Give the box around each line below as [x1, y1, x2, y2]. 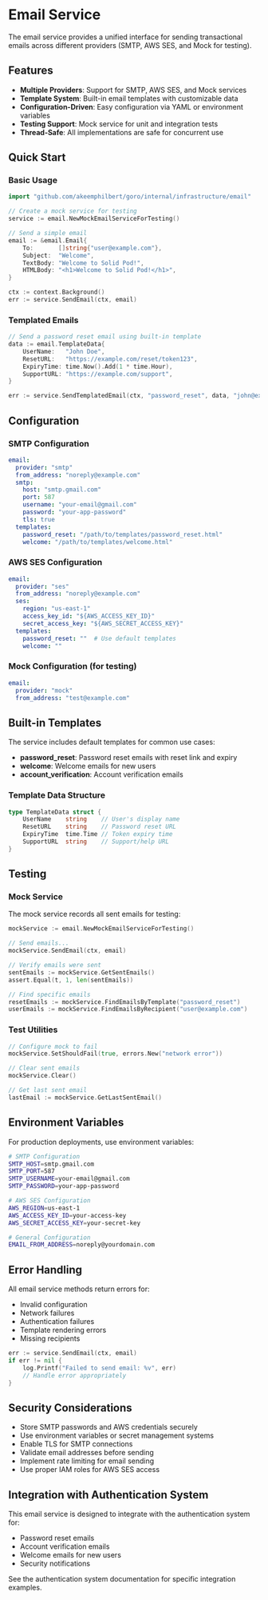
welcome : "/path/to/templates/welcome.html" [22, 538, 173, 546]
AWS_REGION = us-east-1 [8, 1204, 81, 1212]
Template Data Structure [8, 790, 106, 801]
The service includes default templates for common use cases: [8, 738, 215, 747]
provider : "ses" [15, 582, 69, 590]
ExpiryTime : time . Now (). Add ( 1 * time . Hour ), [22, 362, 173, 370]
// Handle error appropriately [22, 1371, 127, 1379]
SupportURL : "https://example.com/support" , [22, 370, 173, 378]
